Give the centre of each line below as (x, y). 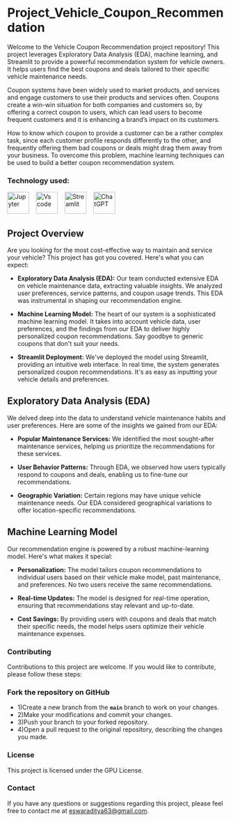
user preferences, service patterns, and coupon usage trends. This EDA (120, 293)
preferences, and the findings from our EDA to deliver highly (103, 329)
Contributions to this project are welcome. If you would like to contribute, (112, 667)
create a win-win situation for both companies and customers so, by (105, 104)
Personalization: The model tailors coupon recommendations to (109, 569)
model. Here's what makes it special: (60, 556)
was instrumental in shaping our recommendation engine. (100, 301)
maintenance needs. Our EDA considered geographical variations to (114, 503)
